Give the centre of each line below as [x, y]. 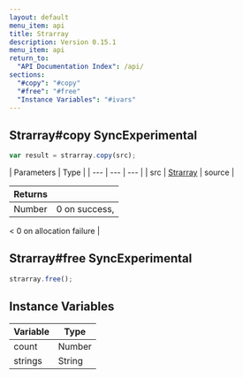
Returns [31, 194]
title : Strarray [39, 34]
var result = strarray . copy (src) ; [73, 155]
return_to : [29, 58]
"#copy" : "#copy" [49, 83]
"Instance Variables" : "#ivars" [77, 99]
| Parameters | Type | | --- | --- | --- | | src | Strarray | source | [122, 172]
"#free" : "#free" [49, 91]
